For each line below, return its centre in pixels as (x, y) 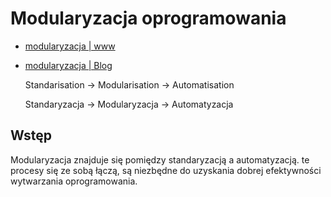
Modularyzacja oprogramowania (148, 18)
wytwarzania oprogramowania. (74, 181)
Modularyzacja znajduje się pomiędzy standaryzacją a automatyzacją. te (160, 159)
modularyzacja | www (70, 46)
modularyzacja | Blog (68, 65)
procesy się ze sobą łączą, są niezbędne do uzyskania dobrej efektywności (166, 170)
